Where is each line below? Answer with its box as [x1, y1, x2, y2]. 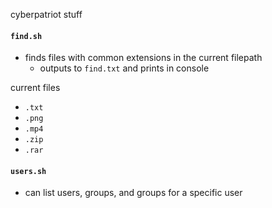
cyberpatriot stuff [10, 9, 83, 20]
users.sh [10, 166, 47, 176]
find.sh [10, 31, 43, 41]
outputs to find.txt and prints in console [39, 62, 210, 74]
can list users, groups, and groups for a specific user [24, 187, 243, 199]
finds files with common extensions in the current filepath [24, 52, 263, 64]
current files [10, 82, 61, 94]
